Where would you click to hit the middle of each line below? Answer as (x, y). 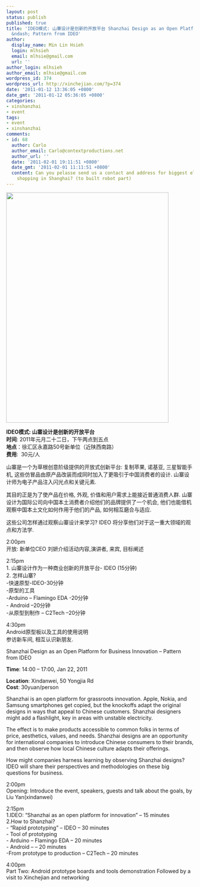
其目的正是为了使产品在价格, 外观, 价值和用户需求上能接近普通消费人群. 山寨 (99, 495)
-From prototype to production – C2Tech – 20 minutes (72, 853)
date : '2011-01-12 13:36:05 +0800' (50, 90)
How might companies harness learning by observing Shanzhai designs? (96, 760)
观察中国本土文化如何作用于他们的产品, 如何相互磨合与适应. (79, 510)
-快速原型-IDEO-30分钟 (35, 583)
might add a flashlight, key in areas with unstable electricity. (79, 718)
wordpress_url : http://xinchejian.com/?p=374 (63, 84)
